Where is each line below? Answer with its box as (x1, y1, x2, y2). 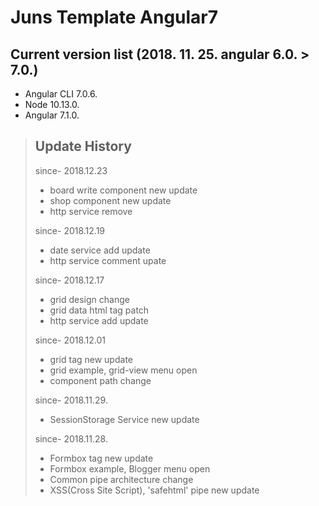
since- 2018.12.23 (34, 164, 108, 176)
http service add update (49, 314, 149, 326)
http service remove (49, 205, 133, 217)
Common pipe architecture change (49, 473, 194, 485)
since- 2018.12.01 (34, 334, 107, 346)
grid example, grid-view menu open (49, 364, 198, 376)
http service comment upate (49, 254, 167, 266)
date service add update (49, 244, 151, 256)
